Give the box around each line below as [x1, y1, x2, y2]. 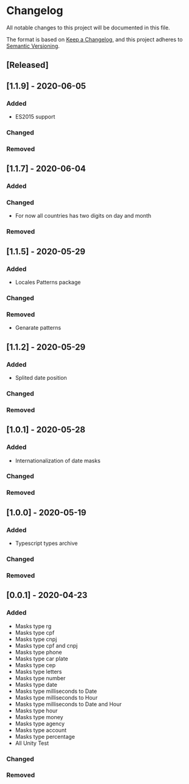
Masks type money [15, 713, 63, 720]
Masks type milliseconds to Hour [15, 693, 98, 701]
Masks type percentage [15, 733, 75, 740]
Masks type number [15, 674, 66, 682]
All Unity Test [15, 739, 49, 747]
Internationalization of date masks [15, 457, 101, 464]
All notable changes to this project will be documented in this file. [6, 24, 171, 31]
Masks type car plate [15, 655, 68, 662]
